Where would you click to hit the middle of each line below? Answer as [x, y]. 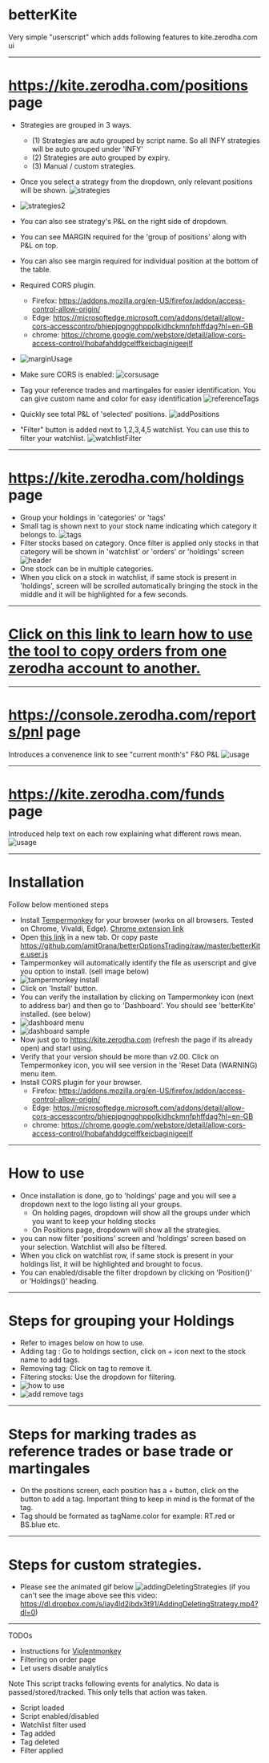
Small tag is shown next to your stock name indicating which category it [139, 526]
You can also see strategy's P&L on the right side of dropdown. [124, 221]
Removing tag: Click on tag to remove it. [86, 1369]
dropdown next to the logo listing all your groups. [101, 1204]
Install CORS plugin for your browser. [81, 1082]
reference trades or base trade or [121, 1451]
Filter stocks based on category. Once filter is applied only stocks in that [139, 543]
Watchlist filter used [53, 1725]
